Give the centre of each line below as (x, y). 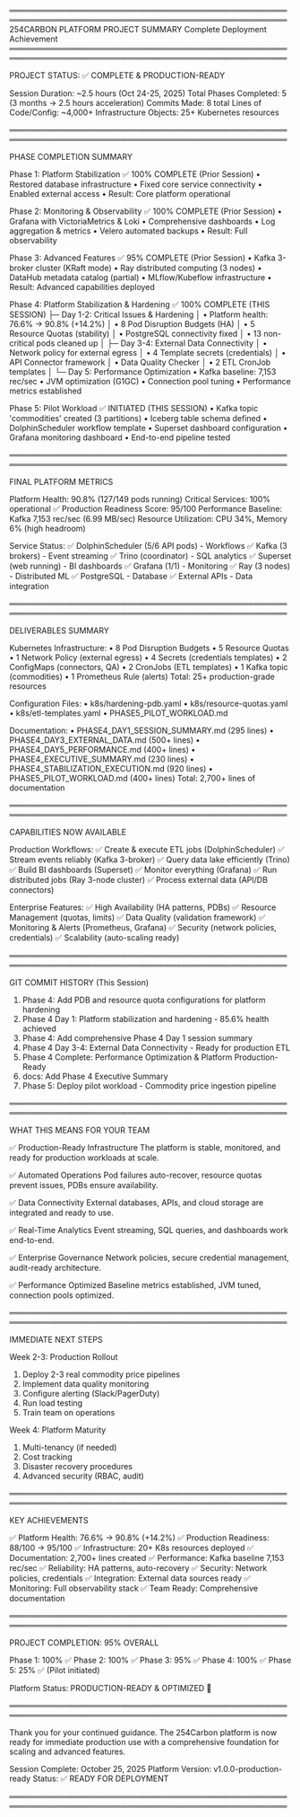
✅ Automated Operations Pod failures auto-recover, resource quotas (136, 1175)
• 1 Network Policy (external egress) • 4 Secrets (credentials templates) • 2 (148, 657)
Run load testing (52, 1403)
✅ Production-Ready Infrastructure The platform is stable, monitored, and (145, 1147)
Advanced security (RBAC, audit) (83, 1476)
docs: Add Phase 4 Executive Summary (95, 1076)
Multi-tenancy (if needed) (69, 1447)
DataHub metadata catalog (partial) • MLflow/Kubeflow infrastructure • (141, 278)
